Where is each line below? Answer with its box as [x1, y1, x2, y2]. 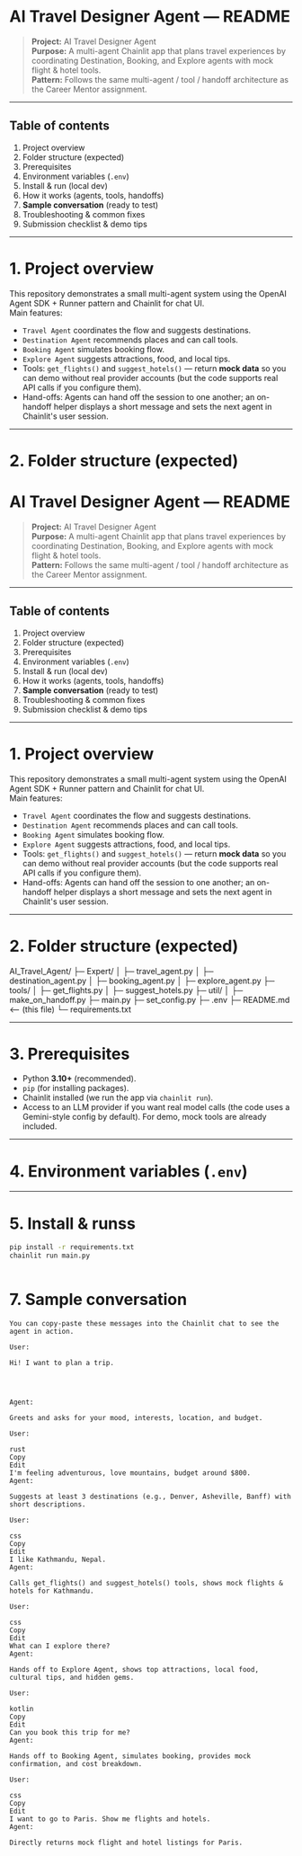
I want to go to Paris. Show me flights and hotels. [9, 1815, 211, 1824]
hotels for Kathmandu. [9, 1586, 94, 1595]
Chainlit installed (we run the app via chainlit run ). [22, 1092, 214, 1103]
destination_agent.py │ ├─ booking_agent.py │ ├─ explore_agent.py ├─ [9, 975, 275, 986]
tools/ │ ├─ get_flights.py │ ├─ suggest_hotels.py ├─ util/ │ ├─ [9, 984, 244, 995]
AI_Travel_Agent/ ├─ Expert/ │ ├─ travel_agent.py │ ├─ [9, 965, 214, 976]
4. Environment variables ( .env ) [9, 1161, 249, 1181]
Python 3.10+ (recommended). [22, 1073, 137, 1084]
